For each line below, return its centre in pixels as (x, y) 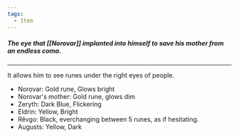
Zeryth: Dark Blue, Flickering (59, 105)
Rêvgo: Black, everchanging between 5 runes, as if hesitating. (108, 120)
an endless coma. (34, 51)
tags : (15, 14)
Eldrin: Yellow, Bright (48, 112)
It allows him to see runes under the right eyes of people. (91, 75)
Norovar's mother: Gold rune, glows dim (76, 97)
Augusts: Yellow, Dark (49, 127)
